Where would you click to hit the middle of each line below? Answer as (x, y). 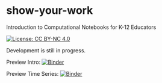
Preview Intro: (23, 62)
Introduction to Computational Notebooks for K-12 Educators (81, 27)
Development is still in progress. (46, 50)
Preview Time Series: (33, 73)
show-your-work (50, 11)
